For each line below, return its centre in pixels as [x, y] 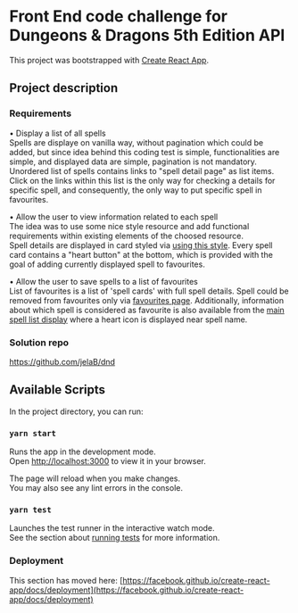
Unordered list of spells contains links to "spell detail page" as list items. [142, 170]
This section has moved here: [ [66, 580]
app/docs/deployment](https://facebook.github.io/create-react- [126, 590]
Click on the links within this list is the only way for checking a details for [142, 180]
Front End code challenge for [118, 17]
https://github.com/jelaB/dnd [62, 361]
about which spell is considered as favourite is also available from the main [147, 310]
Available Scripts [57, 390]
